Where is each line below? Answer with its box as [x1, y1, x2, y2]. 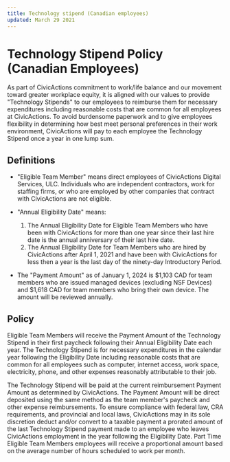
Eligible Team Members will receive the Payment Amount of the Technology [7, 331, 221, 340]
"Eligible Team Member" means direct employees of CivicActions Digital [16, 173, 221, 181]
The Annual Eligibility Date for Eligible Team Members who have [27, 221, 208, 230]
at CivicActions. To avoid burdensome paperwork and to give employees [7, 113, 213, 121]
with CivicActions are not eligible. [16, 195, 112, 203]
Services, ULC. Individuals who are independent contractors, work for [16, 180, 215, 188]
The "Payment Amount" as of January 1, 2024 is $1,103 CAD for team [16, 271, 213, 279]
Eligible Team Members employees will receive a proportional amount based [7, 439, 223, 448]
